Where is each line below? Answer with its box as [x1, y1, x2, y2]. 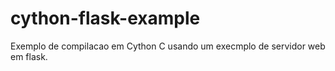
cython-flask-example [10, 7, 201, 30]
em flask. [10, 50, 48, 62]
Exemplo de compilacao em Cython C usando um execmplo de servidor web [10, 40, 326, 52]
